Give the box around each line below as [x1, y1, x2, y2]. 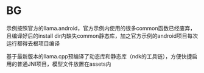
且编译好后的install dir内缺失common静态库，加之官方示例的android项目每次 [6, 32, 199, 40]
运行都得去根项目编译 [6, 40, 60, 47]
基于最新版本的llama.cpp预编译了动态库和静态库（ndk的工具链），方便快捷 [6, 52, 192, 60]
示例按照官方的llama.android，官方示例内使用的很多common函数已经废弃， [6, 24, 196, 32]
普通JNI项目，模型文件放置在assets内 [16, 60, 111, 68]
